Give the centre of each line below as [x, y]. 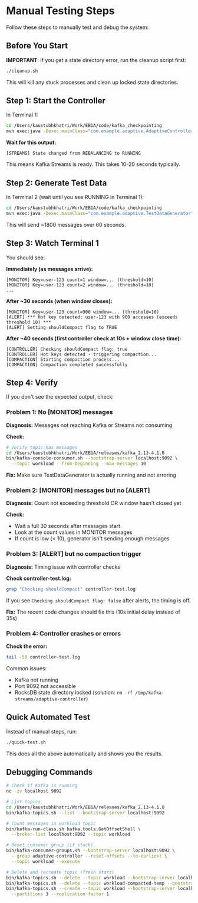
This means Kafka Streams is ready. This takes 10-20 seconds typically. [93, 164]
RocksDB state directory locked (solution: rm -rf [73, 692]
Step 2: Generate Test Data [57, 183]
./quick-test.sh [26, 742]
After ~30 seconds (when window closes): [60, 301]
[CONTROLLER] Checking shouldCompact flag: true [67, 349]
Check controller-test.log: [39, 578]
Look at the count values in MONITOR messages [73, 532]
